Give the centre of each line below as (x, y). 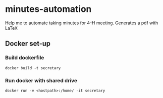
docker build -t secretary (33, 68)
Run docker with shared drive (41, 80)
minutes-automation (48, 9)
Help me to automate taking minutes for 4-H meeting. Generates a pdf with (82, 23)
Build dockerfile (25, 58)
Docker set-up (28, 44)
